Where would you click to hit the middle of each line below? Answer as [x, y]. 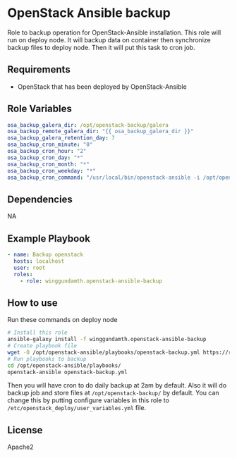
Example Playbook [49, 239]
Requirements [39, 69]
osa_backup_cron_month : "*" [49, 164]
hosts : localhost [39, 261]
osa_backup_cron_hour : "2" [47, 151]
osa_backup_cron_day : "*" [45, 157]
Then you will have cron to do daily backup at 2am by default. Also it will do [117, 385]
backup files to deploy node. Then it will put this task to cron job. [101, 47]
